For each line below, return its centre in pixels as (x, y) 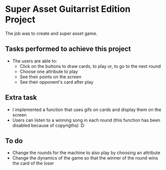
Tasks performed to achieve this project (68, 49)
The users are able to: (35, 61)
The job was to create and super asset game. (51, 33)
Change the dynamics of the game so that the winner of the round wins (85, 158)
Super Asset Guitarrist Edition (68, 9)
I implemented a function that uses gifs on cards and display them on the (87, 110)
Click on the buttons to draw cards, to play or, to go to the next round (90, 66)
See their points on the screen (51, 77)
